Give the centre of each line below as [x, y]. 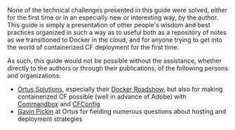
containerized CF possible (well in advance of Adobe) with [102, 96]
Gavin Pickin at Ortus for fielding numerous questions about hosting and [122, 111]
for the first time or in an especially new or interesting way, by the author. [113, 17]
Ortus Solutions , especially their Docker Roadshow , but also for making [120, 89]
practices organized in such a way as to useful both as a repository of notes [117, 32]
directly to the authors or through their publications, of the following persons [118, 68]
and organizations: [34, 75]
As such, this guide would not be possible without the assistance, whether [115, 61]
